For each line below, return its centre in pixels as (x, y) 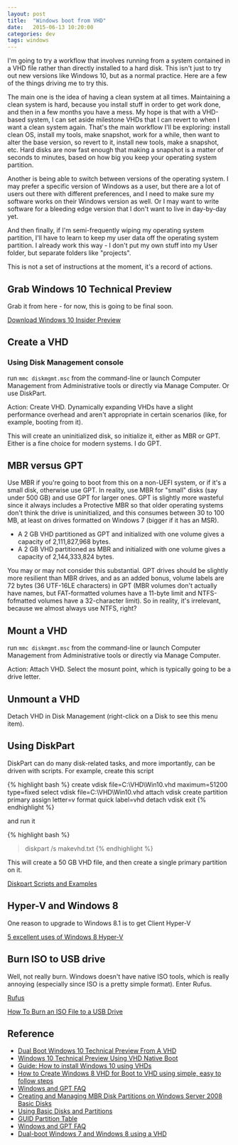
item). (16, 724)
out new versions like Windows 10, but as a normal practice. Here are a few (117, 76)
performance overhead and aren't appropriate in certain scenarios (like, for (117, 414)
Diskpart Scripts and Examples (52, 883)
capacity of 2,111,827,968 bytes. (64, 542)
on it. (15, 870)
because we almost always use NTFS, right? (72, 608)
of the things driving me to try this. (58, 83)
